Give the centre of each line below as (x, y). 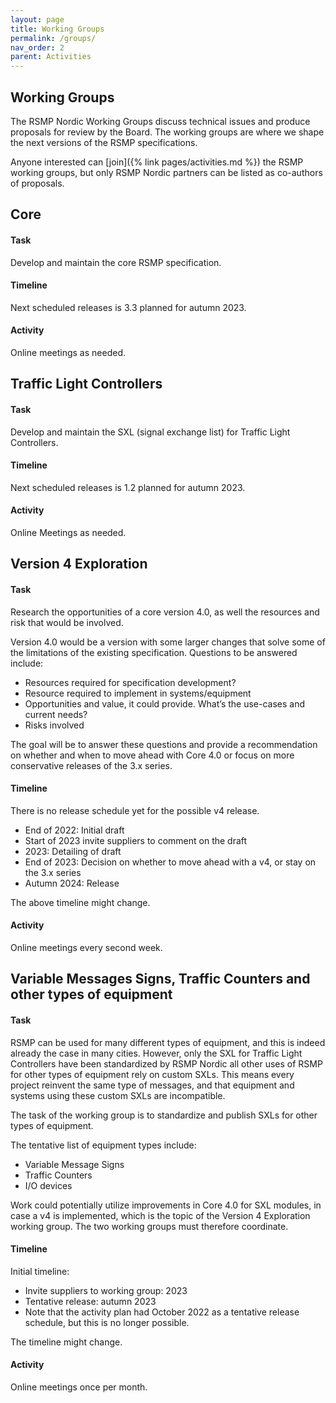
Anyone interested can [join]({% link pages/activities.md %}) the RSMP (157, 162)
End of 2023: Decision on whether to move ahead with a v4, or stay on (170, 862)
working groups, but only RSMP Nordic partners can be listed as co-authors (166, 172)
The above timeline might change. (80, 902)
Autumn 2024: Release (72, 883)
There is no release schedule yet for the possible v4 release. (135, 810)
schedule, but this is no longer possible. (107, 1322)
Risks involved (54, 725)
